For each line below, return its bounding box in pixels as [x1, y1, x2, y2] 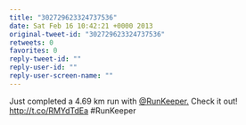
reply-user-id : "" [9, 63, 78, 72]
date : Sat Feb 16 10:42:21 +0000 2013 [9, 21, 153, 30]
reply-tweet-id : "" [9, 54, 82, 63]
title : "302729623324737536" [9, 12, 118, 22]
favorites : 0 [9, 46, 58, 55]
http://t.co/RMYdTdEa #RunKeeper [9, 104, 136, 116]
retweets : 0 [9, 37, 53, 47]
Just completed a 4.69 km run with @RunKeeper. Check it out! [9, 96, 238, 106]
